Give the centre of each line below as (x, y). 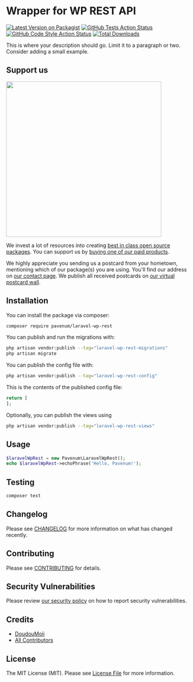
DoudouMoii (30, 634)
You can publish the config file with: (50, 365)
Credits (20, 619)
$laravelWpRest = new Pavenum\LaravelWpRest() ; (66, 458)
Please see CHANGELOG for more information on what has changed (89, 528)
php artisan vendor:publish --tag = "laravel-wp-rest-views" (81, 426)
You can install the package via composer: (58, 315)
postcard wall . (23, 282)
